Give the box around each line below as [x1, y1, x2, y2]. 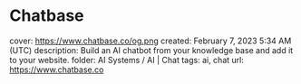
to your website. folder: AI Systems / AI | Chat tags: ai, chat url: [9, 54, 245, 65]
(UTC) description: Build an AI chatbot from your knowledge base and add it [9, 44, 294, 55]
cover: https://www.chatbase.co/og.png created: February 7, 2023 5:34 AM [9, 35, 292, 46]
